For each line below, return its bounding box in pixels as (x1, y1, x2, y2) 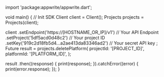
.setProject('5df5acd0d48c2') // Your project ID (5, 35, 105, 41)
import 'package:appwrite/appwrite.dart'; (5, 5, 92, 10)
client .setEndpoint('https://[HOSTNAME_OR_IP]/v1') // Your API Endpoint (5, 29, 159, 35)
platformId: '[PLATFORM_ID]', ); (5, 51, 72, 57)
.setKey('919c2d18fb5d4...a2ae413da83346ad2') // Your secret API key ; (5, 40, 158, 46)
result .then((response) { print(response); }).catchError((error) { (5, 61, 139, 66)
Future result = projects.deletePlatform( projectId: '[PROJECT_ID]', (5, 46, 145, 51)
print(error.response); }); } (5, 66, 60, 72)
